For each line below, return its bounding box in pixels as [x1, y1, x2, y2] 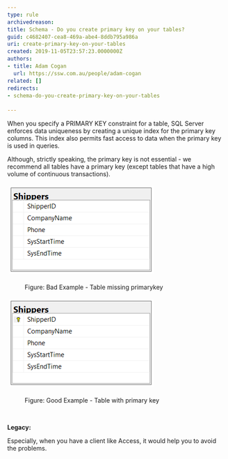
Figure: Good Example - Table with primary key [24, 396, 160, 405]
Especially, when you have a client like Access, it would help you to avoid [7, 437, 217, 445]
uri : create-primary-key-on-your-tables [7, 40, 127, 48]
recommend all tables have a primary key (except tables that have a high [7, 162, 215, 171]
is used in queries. [7, 141, 60, 150]
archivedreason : [7, 18, 54, 26]
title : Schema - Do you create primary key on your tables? [7, 26, 186, 33]
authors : [7, 56, 33, 63]
